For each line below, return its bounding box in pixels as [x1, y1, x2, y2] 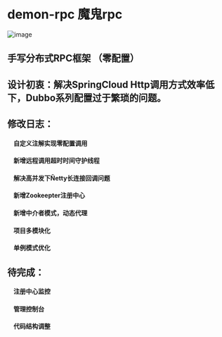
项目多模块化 [13, 226, 51, 235]
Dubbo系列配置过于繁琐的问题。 [25, 92, 166, 104]
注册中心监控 [13, 287, 51, 296]
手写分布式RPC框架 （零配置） [7, 52, 139, 64]
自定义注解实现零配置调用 [13, 139, 88, 147]
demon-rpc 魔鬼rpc [7, 6, 123, 23]
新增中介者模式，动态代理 [13, 209, 88, 217]
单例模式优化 [13, 244, 51, 252]
